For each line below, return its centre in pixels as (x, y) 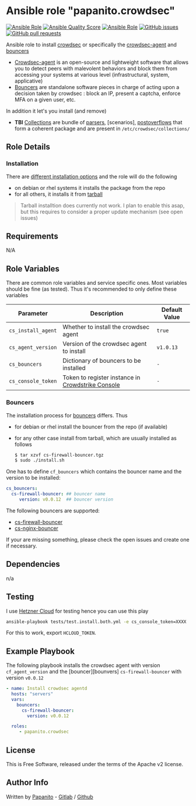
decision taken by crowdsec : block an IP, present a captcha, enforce (97, 93)
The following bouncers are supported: (53, 511)
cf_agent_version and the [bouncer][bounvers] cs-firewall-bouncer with (94, 672)
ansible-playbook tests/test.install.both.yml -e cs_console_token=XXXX (96, 622)
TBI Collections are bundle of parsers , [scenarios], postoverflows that (98, 122)
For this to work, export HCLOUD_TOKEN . (51, 633)
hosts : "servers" (32, 694)
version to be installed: (33, 478)
